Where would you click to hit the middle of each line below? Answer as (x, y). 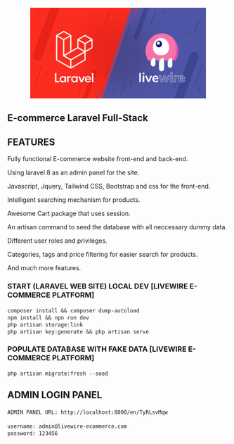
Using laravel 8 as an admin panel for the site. (73, 172)
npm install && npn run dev (48, 317)
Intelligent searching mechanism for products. (74, 200)
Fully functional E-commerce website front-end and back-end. (98, 159)
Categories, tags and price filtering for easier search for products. (103, 255)
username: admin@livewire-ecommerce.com (67, 426)
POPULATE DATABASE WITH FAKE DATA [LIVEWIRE (97, 349)
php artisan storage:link (45, 324)
